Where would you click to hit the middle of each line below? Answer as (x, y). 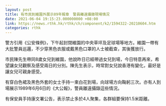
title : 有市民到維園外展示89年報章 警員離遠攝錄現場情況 (57, 14)
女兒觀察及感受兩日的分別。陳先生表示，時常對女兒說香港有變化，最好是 (87, 66)
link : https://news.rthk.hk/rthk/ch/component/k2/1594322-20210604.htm (80, 23)
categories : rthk (23, 28)
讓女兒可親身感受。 (25, 71)
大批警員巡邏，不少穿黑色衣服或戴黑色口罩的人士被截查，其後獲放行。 (77, 49)
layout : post (19, 10)
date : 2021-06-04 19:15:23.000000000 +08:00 (52, 19)
